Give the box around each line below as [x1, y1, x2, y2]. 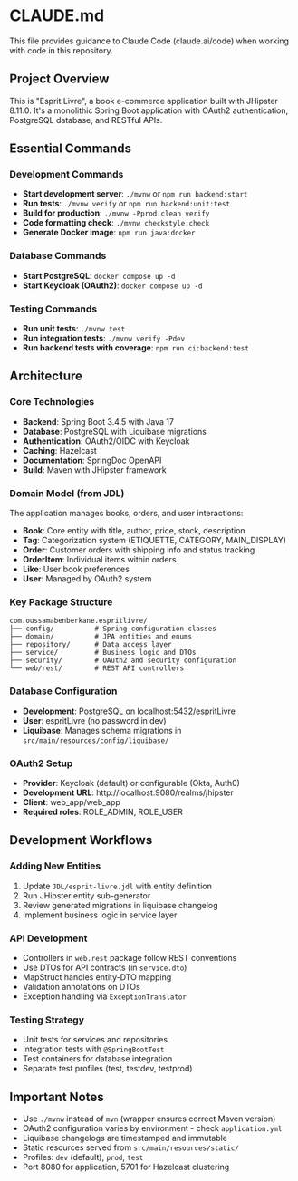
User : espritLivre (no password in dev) [22, 715, 167, 725]
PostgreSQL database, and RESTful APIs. [9, 114, 163, 125]
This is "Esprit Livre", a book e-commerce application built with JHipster [9, 95, 279, 106]
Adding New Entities [9, 859, 101, 872]
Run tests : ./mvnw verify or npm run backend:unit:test [22, 198, 231, 209]
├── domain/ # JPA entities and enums [9, 632, 193, 641]
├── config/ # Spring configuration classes [9, 624, 217, 634]
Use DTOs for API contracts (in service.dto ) [22, 962, 187, 973]
